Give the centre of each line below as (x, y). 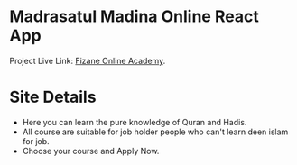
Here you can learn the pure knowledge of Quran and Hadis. (135, 122)
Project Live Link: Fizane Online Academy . (88, 60)
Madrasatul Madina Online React (134, 17)
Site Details (53, 97)
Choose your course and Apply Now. (91, 151)
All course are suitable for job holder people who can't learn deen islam (155, 132)
